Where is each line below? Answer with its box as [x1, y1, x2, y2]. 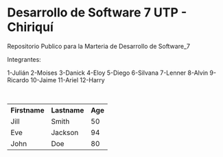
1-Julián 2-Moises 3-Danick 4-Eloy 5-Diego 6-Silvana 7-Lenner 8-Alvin [7, 69, 209, 77]
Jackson [51, 128, 79, 137]
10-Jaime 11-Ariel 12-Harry [30, 75, 105, 84]
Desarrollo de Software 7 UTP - [7, 5, 187, 21]
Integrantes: [7, 55, 41, 63]
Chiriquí [7, 19, 54, 35]
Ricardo [7, 75, 30, 84]
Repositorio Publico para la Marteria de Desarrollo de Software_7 [7, 42, 191, 50]
